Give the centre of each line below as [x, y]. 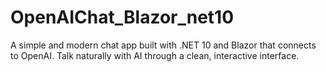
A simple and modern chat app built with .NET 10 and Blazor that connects [163, 45]
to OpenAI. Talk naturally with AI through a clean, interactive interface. [155, 55]
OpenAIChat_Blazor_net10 [122, 17]
